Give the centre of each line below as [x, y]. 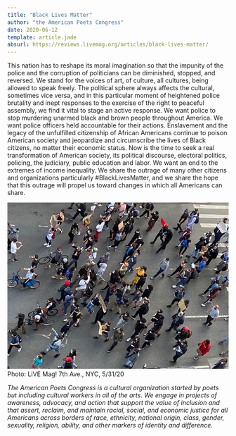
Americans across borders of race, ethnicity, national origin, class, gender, [116, 418]
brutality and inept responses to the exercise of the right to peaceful [106, 103]
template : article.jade [42, 37]
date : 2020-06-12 [33, 30]
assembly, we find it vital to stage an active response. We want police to [112, 111]
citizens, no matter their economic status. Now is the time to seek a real [111, 148]
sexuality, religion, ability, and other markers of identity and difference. [110, 425]
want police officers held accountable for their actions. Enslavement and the [118, 125]
